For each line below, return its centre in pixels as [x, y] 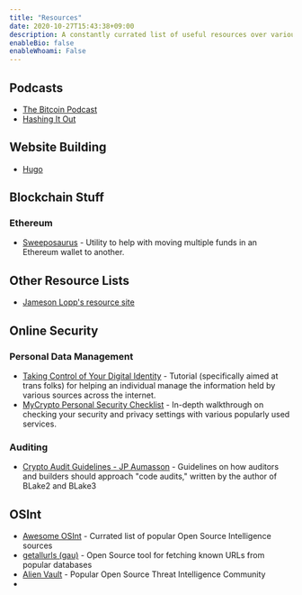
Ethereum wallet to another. [73, 252]
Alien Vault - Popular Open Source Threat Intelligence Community [144, 574]
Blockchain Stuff [57, 198]
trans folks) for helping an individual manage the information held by [149, 385]
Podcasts [36, 88]
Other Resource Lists [70, 280]
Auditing [29, 447]
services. [39, 424]
